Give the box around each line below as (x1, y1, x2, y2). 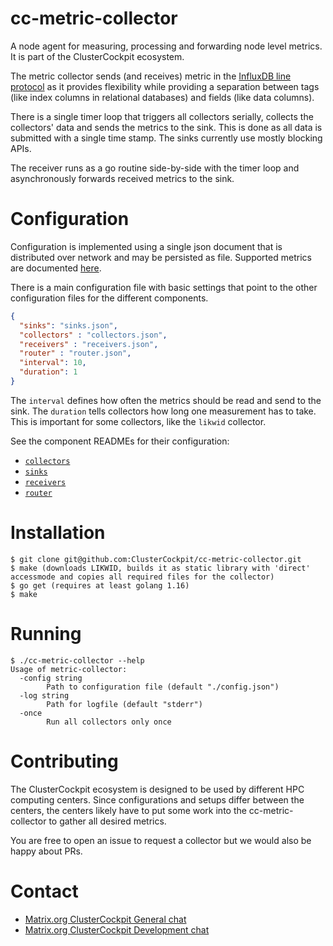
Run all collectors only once (46, 717, 172, 727)
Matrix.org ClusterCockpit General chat (24, 913, 187, 925)
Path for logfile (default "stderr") (46, 699, 203, 709)
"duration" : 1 (19, 367, 78, 377)
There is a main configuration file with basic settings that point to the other (10, 281, 318, 293)
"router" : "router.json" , (19, 348, 132, 359)
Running (10, 623, 82, 645)
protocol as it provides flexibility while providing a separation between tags (10, 80, 320, 92)
